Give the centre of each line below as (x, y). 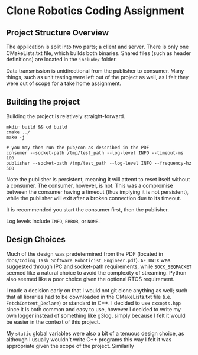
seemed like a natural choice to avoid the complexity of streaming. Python (96, 272)
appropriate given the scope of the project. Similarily (70, 346)
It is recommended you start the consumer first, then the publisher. (88, 209)
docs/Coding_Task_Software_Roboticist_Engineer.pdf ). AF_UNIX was (88, 260)
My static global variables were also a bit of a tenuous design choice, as (95, 333)
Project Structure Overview (58, 33)
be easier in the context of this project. (53, 322)
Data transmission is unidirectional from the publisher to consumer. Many (95, 71)
